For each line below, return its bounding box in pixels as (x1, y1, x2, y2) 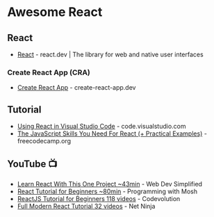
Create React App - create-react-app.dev (17, 83, 136, 92)
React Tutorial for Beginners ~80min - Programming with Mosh (17, 187, 198, 195)
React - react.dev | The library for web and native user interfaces (17, 50, 204, 58)
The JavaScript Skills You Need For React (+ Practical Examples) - (17, 129, 207, 138)
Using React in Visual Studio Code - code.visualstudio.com (17, 122, 186, 131)
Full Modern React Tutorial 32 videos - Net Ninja (17, 202, 156, 210)
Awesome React (7, 4, 103, 20)
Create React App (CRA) (7, 67, 90, 77)
